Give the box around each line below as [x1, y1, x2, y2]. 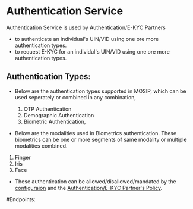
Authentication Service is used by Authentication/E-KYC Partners [6, 24, 166, 31]
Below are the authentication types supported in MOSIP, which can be [14, 88, 186, 95]
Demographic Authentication [23, 111, 94, 118]
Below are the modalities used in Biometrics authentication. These [14, 129, 177, 136]
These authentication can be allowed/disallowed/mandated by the [14, 177, 176, 185]
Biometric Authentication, [23, 118, 86, 125]
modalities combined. [14, 142, 68, 149]
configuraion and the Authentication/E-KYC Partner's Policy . [14, 184, 163, 191]
